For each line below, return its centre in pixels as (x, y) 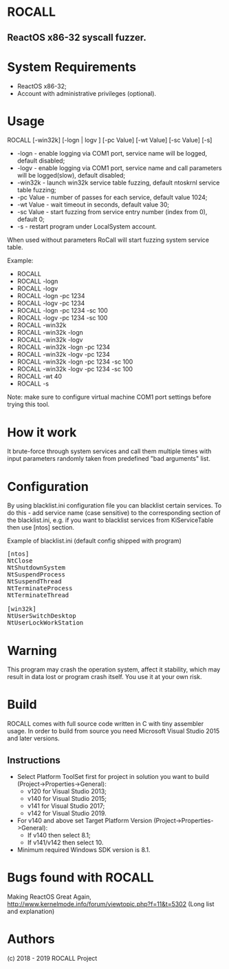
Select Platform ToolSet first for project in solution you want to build (113, 777)
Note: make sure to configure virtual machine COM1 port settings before (109, 397)
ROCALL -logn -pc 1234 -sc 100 (62, 311)
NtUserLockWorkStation (45, 623)
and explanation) (31, 911)
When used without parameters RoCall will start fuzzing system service (108, 240)
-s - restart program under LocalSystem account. (87, 227)
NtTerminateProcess (40, 588)
